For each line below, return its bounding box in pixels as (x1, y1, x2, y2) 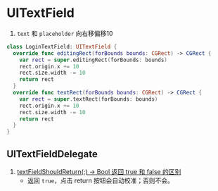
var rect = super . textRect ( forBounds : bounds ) (19, 95, 158, 103)
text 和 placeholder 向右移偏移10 (16, 29, 113, 37)
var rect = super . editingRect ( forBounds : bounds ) (19, 56, 168, 63)
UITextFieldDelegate (6, 148, 98, 160)
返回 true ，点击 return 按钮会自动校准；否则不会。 (27, 176, 174, 185)
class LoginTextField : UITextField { (6, 43, 117, 50)
